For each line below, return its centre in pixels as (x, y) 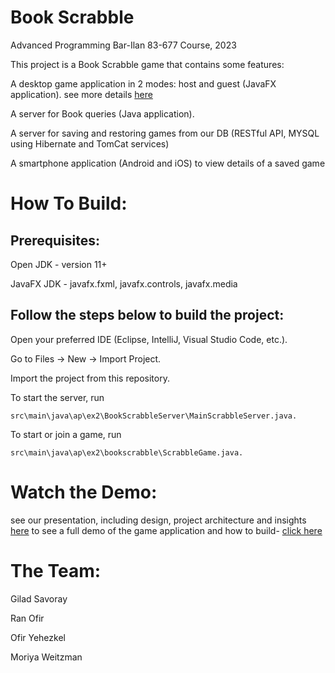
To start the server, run (57, 397)
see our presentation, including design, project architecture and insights (158, 520)
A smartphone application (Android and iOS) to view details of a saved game (168, 163)
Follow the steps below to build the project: (147, 315)
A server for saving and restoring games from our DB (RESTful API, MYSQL (165, 133)
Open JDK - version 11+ (59, 264)
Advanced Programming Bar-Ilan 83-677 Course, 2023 (123, 45)
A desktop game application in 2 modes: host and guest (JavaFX (143, 83)
